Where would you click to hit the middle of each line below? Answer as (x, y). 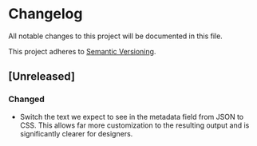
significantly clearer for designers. (76, 133)
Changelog (45, 14)
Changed (27, 99)
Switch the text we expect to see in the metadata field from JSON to (132, 116)
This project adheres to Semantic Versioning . (82, 51)
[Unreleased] (42, 77)
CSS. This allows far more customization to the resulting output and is (134, 125)
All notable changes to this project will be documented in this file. (116, 36)
